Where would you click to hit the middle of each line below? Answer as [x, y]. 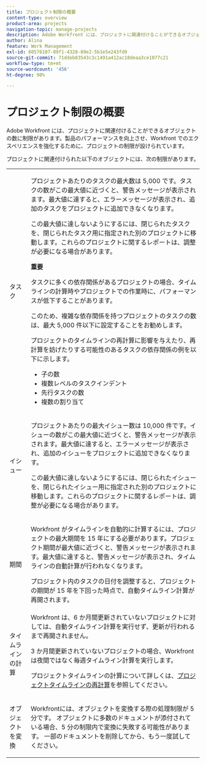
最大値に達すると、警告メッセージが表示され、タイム [119, 557]
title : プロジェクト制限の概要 [41, 12]
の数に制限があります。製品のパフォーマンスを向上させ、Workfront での [97, 138]
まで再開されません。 [61, 636]
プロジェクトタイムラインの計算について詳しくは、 [104, 676]
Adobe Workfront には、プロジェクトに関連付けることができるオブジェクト [101, 131]
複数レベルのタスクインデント [84, 384]
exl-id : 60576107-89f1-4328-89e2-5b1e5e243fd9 [67, 52]
